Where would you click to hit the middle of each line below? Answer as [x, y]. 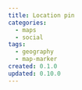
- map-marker [36, 59]
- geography [35, 52]
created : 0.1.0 [33, 67]
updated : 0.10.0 [34, 74]
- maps [26, 30]
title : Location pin [42, 15]
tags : [17, 45]
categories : [27, 23]
